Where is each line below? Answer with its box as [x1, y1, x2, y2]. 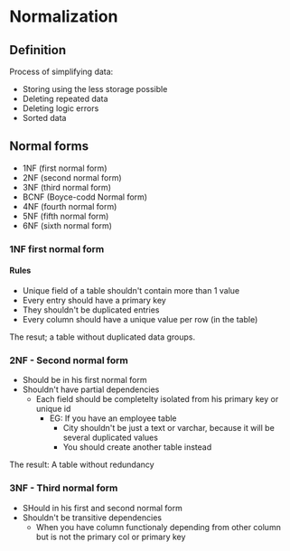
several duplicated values [62, 432, 158, 444]
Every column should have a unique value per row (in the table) [22, 313, 258, 324]
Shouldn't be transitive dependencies [22, 512, 163, 523]
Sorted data [22, 113, 67, 123]
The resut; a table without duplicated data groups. [9, 332, 196, 342]
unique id [35, 404, 71, 415]
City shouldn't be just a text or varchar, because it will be [62, 423, 276, 434]
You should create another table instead [62, 442, 212, 453]
